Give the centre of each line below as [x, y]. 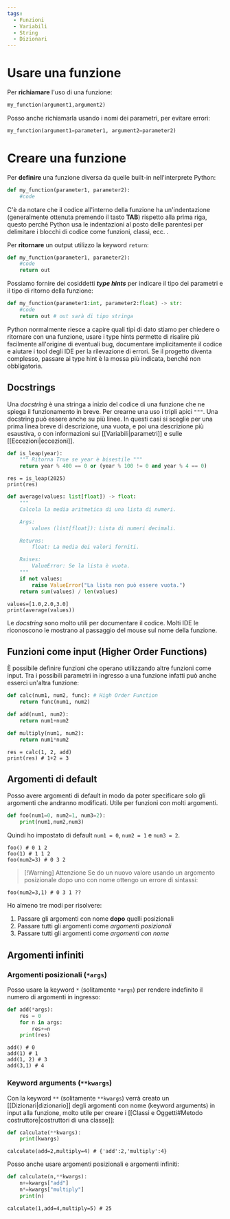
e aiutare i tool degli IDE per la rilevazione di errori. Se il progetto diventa [110, 351]
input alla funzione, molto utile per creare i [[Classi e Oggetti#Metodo [105, 1112]
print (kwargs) [39, 1139]
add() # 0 [21, 1048]
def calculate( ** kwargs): [44, 1133]
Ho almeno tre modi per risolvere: [55, 906]
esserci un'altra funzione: [43, 683]
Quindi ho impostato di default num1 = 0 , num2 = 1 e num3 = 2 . [94, 835]
